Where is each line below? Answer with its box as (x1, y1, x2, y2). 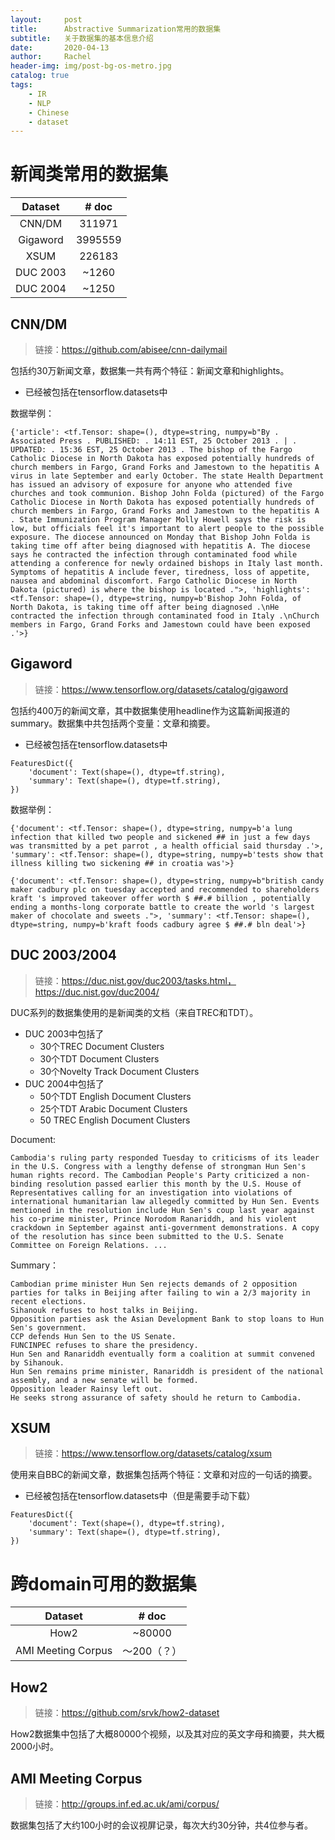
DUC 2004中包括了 (24, 1077, 105, 1090)
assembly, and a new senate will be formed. (10, 1375, 199, 1385)
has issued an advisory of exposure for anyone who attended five (10, 480, 293, 490)
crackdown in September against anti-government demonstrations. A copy (10, 1222, 320, 1233)
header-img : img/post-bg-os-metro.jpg (10, 61, 172, 71)
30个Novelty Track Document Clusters (39, 1065, 200, 1077)
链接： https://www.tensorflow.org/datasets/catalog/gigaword (34, 683, 289, 695)
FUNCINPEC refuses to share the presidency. (10, 1340, 199, 1350)
